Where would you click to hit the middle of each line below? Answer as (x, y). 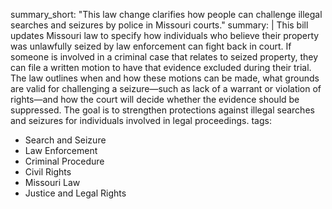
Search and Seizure (65, 140)
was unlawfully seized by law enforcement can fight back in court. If (151, 46)
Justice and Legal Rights (75, 193)
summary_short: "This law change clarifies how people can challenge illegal (166, 14)
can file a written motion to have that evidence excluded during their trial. (161, 67)
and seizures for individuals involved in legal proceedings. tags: (141, 120)
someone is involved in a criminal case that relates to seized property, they (164, 57)
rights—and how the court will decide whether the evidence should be (155, 99)
